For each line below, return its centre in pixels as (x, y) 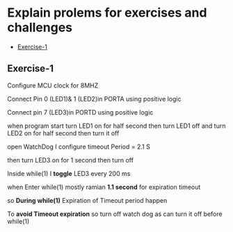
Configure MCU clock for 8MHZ (53, 85)
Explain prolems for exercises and (107, 13)
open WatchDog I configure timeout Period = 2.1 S (79, 147)
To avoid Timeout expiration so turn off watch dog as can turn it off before (115, 214)
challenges (40, 27)
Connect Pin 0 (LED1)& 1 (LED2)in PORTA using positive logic (94, 99)
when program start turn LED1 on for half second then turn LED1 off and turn (116, 126)
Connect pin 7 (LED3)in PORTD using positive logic (80, 112)
